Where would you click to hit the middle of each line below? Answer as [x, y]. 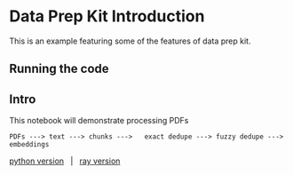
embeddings [29, 145]
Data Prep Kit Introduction [107, 16]
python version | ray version [65, 161]
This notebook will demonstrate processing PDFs [99, 121]
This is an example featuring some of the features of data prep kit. [130, 41]
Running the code [59, 69]
